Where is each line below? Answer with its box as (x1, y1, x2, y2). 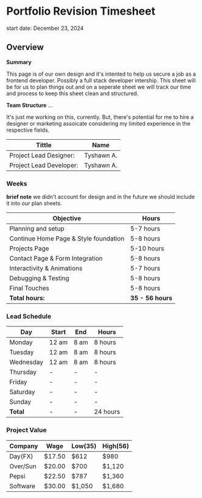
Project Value (6, 426, 47, 435)
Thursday (9, 368, 37, 377)
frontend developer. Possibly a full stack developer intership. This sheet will (6, 76, 196, 84)
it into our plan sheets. (6, 200, 63, 207)
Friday (9, 378, 27, 386)
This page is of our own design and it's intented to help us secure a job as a (6, 70, 197, 78)
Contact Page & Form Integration (9, 254, 103, 263)
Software (9, 482, 35, 490)
